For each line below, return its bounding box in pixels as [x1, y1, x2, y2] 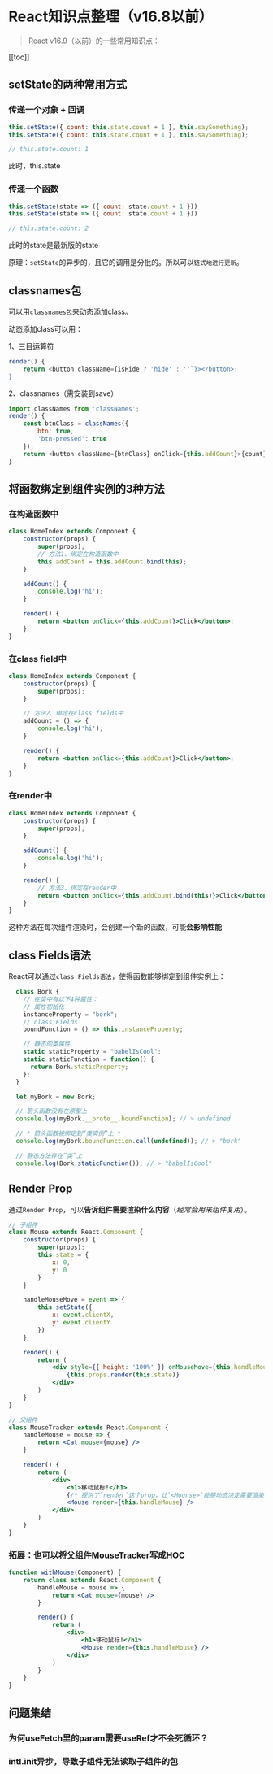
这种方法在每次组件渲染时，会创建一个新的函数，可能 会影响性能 [8, 922, 222, 932]
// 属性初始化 [23, 1002, 65, 1011]
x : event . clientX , [51, 1311, 115, 1320]
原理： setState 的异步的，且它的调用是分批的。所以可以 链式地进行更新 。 [8, 258, 244, 267]
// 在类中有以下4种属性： [23, 995, 99, 1003]
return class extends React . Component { [23, 1576, 162, 1584]
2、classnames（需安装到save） [8, 388, 119, 398]
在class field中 [8, 653, 67, 664]
